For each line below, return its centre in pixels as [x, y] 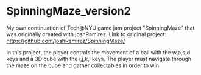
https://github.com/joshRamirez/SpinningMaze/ [66, 41]
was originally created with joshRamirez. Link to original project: [86, 34]
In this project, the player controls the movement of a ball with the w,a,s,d [98, 52]
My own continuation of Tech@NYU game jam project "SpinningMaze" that [100, 28]
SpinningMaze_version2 [69, 11]
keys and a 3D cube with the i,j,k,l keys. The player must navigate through [99, 59]
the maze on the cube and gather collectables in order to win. [83, 65]
